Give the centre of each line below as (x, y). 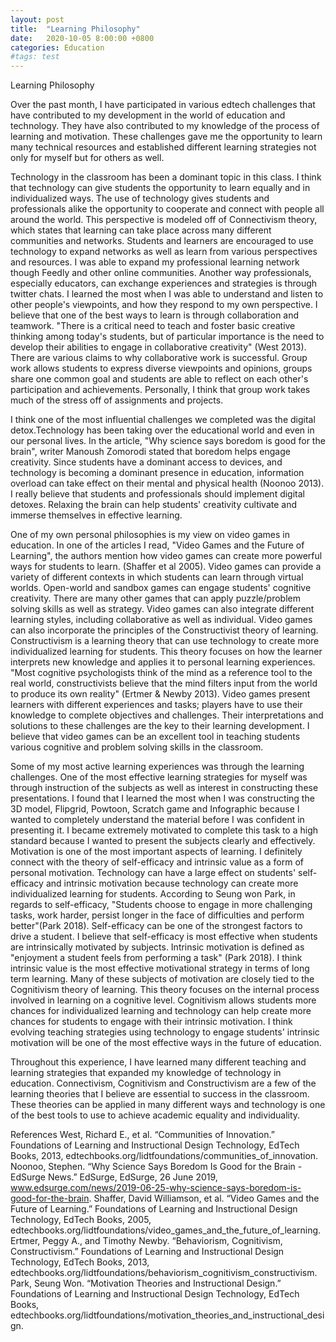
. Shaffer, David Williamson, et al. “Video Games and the (204, 1198)
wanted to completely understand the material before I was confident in (157, 820)
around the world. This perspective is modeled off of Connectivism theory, (164, 220)
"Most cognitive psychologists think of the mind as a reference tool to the (161, 673)
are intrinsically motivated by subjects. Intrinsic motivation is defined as (157, 947)
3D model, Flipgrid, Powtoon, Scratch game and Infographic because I (155, 809)
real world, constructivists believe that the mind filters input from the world (164, 683)
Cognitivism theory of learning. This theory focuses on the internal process (165, 990)
